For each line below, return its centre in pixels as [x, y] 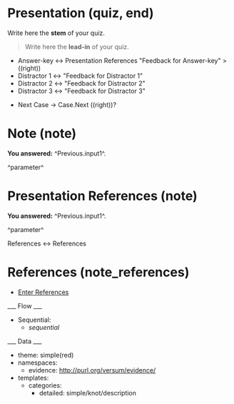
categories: [45, 385]
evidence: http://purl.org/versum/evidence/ [92, 370]
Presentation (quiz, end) [81, 13]
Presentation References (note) [102, 196]
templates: [33, 378]
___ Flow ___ [25, 305]
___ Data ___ [25, 341]
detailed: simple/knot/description [88, 393]
